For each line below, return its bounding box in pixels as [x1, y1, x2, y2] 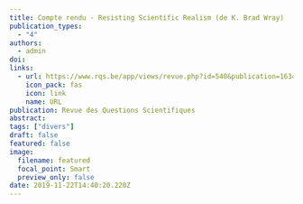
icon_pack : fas [25, 80, 83, 89]
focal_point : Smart [17, 164, 91, 173]
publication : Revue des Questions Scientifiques [9, 106, 196, 115]
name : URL [25, 97, 63, 107]
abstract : [9, 114, 47, 123]
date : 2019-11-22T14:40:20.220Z [9, 181, 131, 190]
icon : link [25, 88, 67, 97]
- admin [17, 47, 47, 56]
